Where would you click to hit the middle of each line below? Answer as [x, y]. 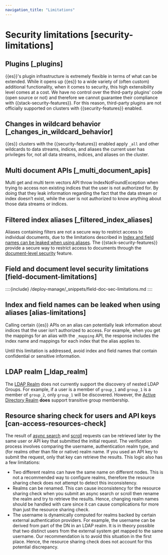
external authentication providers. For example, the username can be [84, 520]
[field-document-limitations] [51, 277]
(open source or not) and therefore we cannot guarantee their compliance [81, 97]
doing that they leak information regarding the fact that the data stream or [81, 193]
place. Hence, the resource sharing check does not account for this [82, 542]
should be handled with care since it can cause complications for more [86, 504]
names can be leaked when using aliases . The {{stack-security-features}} [81, 243]
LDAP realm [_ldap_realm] [46, 372]
